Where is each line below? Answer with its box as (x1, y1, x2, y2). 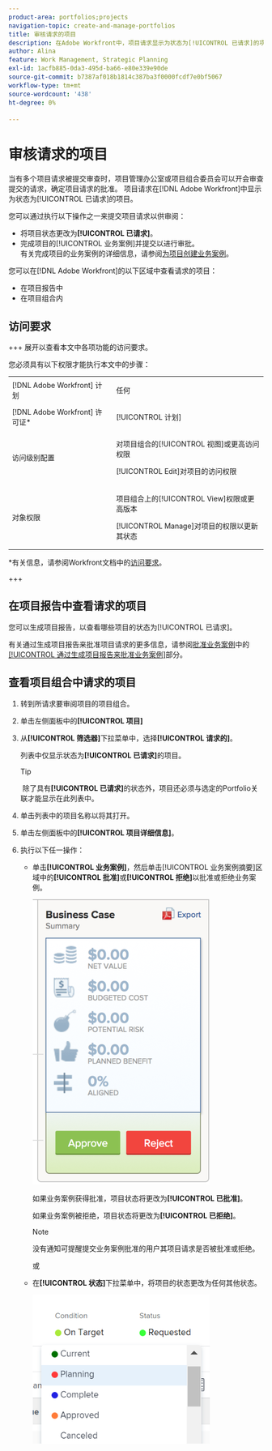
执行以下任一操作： (19, 845, 85, 855)
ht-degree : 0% (8, 98, 57, 107)
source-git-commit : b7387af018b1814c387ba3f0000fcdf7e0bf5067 (8, 73, 223, 81)
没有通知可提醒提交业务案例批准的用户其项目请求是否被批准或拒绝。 (32, 1244, 260, 1253)
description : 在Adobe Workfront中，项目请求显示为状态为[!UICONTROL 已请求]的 (8, 39, 260, 47)
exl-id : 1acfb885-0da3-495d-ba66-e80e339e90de (8, 65, 168, 73)
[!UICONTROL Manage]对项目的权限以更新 (116, 521, 259, 531)
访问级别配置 (11, 453, 55, 463)
